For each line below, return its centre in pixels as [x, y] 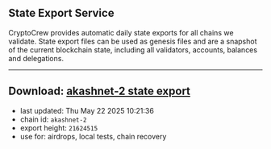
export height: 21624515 [59, 127]
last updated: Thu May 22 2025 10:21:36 [87, 110]
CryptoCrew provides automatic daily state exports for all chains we [121, 32]
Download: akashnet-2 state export [100, 91]
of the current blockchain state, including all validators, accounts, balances [133, 50]
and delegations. [36, 58]
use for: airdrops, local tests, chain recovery [93, 136]
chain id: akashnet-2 [53, 119]
